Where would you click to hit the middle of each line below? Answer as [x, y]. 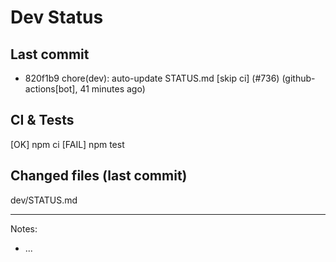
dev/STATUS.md [44, 200]
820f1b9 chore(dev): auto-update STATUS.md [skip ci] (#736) [152, 78]
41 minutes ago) [112, 89]
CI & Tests [42, 120]
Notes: [24, 228]
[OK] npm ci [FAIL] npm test [67, 144]
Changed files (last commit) [99, 176]
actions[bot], [51, 89]
